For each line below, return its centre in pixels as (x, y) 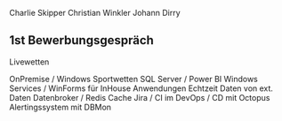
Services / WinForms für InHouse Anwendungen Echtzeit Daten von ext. (141, 88)
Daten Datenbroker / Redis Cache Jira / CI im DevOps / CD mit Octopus (140, 97)
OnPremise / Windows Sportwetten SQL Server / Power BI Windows (133, 79)
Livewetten (29, 62)
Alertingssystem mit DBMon (60, 107)
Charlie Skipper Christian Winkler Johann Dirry (95, 13)
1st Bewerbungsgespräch (81, 40)
